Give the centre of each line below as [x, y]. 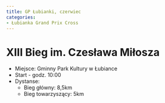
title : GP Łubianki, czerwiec [44, 12]
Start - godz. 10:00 [38, 75]
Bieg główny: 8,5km [48, 88]
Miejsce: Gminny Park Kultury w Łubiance [66, 68]
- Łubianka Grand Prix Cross [42, 23]
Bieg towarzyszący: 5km [54, 94]
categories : [21, 17]
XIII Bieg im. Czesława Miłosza [83, 52]
